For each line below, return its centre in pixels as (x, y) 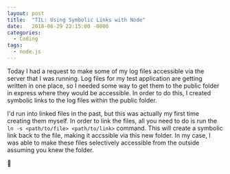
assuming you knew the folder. (50, 150)
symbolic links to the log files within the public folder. (82, 100)
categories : (24, 33)
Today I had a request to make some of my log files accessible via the (106, 71)
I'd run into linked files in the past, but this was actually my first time (103, 113)
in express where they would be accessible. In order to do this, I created (109, 92)
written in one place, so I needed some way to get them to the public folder (113, 86)
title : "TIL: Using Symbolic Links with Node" (77, 20)
